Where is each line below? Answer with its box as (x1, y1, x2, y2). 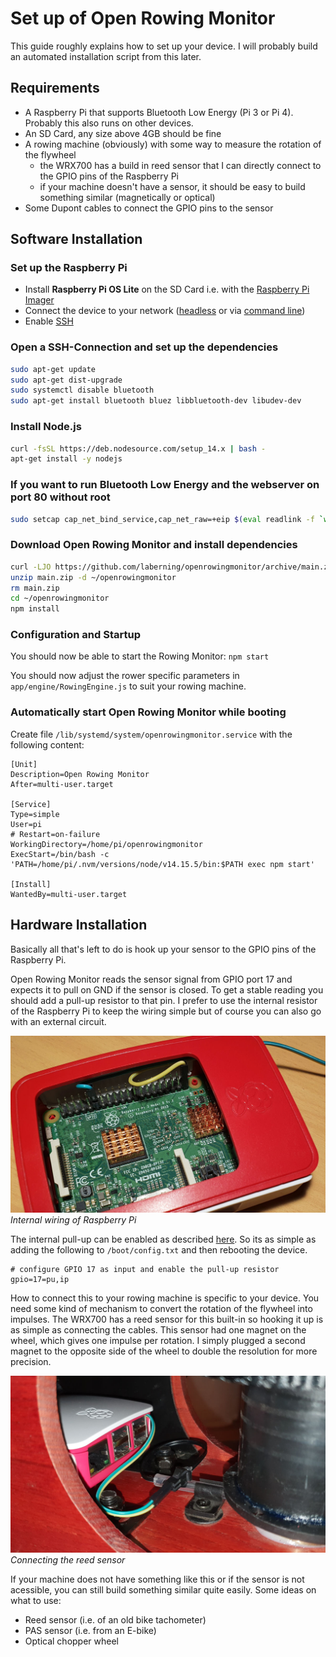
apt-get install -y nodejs (10, 454, 123, 464)
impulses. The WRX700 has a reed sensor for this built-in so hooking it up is (10, 1313, 324, 1325)
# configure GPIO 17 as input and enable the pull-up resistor (10, 1264, 280, 1274)
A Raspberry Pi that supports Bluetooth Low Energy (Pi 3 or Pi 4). (24, 106, 294, 118)
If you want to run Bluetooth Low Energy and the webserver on (10, 478, 320, 492)
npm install (10, 604, 60, 614)
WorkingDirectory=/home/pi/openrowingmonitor (10, 839, 203, 849)
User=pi (10, 819, 43, 829)
